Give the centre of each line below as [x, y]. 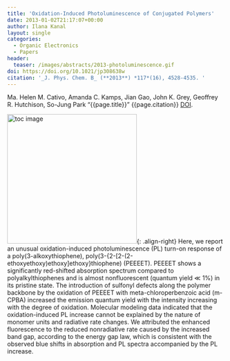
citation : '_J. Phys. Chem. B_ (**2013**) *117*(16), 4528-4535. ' [106, 78]
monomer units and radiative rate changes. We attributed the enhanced [109, 322]
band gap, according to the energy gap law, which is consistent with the [109, 337]
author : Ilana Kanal [37, 26]
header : [18, 59]
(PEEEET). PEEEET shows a [162, 264]
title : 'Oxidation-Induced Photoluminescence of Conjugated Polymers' [111, 13]
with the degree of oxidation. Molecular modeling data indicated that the [110, 307]
